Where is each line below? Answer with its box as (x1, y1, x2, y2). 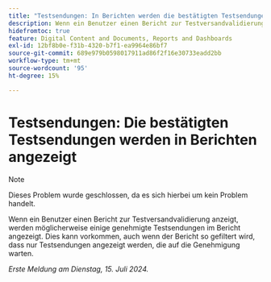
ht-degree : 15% (8, 72, 60, 80)
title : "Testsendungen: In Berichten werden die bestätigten (8, 11, 219, 20)
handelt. (8, 198, 36, 208)
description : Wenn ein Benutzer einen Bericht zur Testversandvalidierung (8, 19, 265, 27)
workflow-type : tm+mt (8, 57, 81, 65)
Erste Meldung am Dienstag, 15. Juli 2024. (8, 263, 149, 274)
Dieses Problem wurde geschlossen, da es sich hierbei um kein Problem (8, 190, 248, 200)
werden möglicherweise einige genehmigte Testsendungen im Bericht (8, 222, 240, 232)
